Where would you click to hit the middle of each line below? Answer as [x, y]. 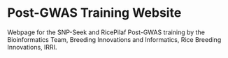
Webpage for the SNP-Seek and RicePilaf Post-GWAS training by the [106, 32]
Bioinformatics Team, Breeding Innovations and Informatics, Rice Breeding [114, 39]
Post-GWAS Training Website [94, 13]
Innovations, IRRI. [32, 47]
